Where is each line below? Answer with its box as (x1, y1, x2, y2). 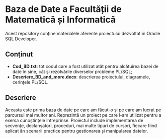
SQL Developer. (5, 36, 37, 42)
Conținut (5, 50, 33, 59)
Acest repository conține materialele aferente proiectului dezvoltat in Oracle (5, 30, 161, 36)
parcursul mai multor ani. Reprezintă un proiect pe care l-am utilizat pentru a (5, 112, 162, 118)
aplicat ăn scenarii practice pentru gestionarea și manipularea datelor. (5, 128, 148, 134)
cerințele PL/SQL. (12, 79, 49, 85)
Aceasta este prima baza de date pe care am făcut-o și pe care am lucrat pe (5, 107, 162, 113)
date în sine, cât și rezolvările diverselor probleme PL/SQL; (12, 69, 133, 74)
